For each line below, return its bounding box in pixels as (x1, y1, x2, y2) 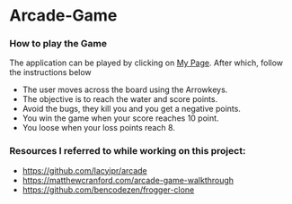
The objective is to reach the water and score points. (22, 94, 218, 105)
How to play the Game (9, 38, 108, 50)
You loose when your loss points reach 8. (22, 123, 175, 133)
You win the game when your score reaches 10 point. (22, 113, 219, 123)
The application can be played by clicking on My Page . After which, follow (9, 57, 284, 68)
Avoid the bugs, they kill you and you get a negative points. (22, 104, 241, 115)
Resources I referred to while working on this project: (9, 145, 246, 157)
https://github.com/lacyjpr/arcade (22, 165, 148, 175)
